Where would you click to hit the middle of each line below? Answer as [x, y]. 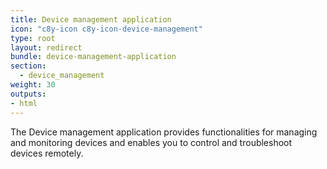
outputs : [28, 94]
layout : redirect [46, 47]
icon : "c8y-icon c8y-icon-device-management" [106, 29]
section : [28, 66]
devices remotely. [47, 153]
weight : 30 [33, 85]
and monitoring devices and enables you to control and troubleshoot [151, 142]
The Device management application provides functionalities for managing [164, 132]
